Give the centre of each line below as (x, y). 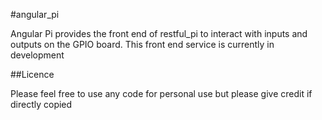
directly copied (41, 104)
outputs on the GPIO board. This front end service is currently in (142, 44)
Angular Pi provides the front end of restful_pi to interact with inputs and (159, 33)
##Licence (32, 74)
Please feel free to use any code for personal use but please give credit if (161, 93)
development (37, 55)
